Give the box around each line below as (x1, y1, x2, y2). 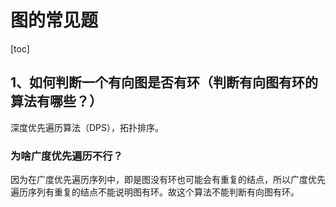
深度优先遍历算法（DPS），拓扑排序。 (10, 121, 165, 133)
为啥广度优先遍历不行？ (10, 149, 123, 163)
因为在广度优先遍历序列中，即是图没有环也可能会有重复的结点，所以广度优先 (10, 174, 326, 186)
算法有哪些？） (10, 93, 103, 110)
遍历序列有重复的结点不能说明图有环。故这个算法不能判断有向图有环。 (10, 186, 300, 198)
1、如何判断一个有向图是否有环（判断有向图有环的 (10, 74, 319, 91)
